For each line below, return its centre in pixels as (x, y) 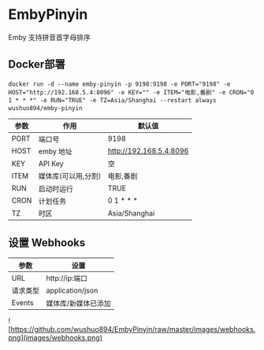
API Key (51, 164)
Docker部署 (37, 64)
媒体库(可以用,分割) (70, 176)
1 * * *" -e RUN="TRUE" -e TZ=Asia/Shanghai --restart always (112, 100)
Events (22, 303)
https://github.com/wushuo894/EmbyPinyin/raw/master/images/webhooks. (133, 330)
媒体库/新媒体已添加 (79, 303)
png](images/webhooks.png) (55, 338)
